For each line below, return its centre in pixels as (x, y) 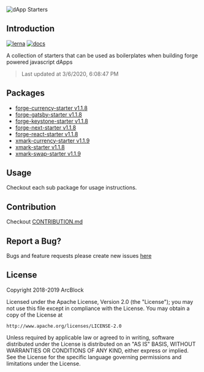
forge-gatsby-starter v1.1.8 (49, 114)
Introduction (31, 29)
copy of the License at (35, 315)
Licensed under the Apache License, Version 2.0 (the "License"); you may (100, 301)
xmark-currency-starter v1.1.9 (52, 141)
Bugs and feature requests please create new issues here (79, 256)
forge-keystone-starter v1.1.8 (52, 121)
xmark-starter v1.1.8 (40, 147)
